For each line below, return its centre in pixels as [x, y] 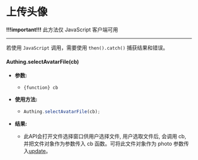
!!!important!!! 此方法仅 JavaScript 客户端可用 [62, 30]
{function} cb [41, 88]
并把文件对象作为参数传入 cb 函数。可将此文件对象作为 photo [98, 144]
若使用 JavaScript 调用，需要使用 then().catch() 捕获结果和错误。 [87, 47]
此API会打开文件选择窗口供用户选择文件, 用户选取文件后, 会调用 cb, [105, 136]
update [37, 151]
